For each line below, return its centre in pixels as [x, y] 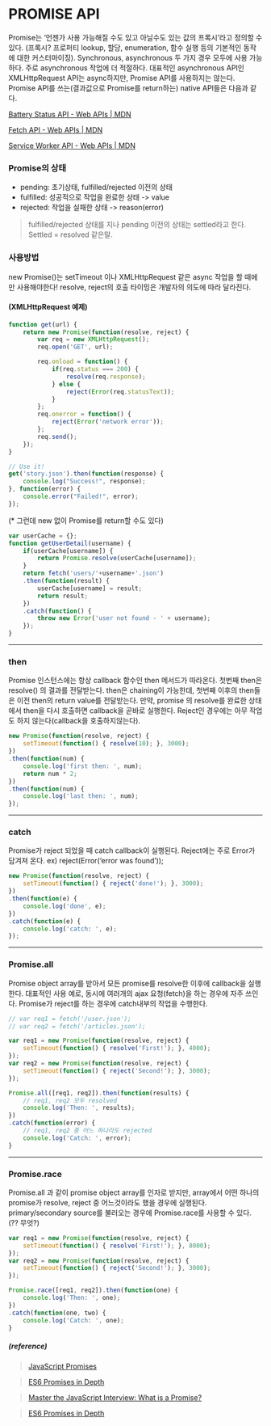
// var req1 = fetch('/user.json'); [70, 1019]
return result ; [63, 596]
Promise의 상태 [38, 168]
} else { [66, 384]
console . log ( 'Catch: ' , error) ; [77, 1138]
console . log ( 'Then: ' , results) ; [79, 1108]
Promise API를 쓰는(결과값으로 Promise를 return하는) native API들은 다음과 [128, 88]
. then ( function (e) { [43, 899]
